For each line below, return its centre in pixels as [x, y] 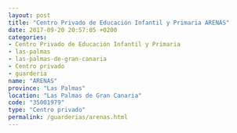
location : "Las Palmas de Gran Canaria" [75, 95]
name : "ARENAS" [33, 81]
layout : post [29, 15]
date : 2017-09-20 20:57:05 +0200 [63, 30]
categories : [27, 37]
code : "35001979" [36, 102]
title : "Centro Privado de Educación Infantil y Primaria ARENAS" [119, 23]
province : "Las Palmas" [47, 88]
